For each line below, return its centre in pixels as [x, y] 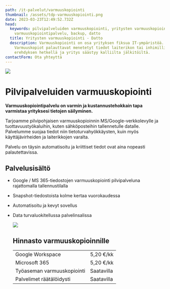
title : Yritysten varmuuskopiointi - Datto [56, 39]
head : [11, 24]
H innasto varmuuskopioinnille [61, 241]
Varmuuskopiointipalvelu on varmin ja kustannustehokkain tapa [74, 106]
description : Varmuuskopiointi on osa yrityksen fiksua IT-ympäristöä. [87, 43]
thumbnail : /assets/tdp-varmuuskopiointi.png [54, 15]
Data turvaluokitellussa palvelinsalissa [52, 215]
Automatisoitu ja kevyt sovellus [45, 205]
